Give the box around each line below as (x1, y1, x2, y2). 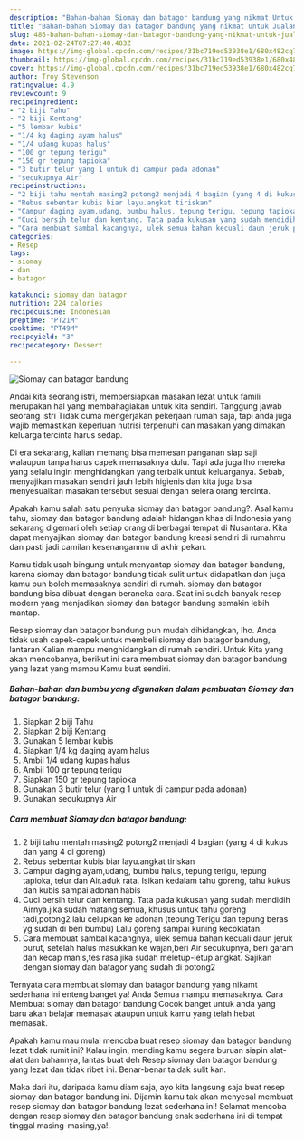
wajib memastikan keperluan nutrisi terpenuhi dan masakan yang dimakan (9, 420, 286, 431)
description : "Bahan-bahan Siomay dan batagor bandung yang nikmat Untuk (9, 13, 294, 23)
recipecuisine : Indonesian (9, 307, 111, 317)
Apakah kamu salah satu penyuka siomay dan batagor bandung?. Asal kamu (9, 503, 294, 514)
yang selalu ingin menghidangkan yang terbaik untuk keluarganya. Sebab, (9, 466, 285, 477)
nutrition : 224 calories (9, 299, 103, 308)
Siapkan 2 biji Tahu (22, 716, 93, 727)
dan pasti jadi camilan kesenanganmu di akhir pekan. (9, 541, 207, 552)
